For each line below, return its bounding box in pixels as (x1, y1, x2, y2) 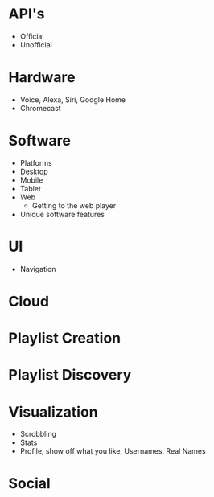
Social (8, 474, 51, 493)
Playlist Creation (8, 329, 121, 347)
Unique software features (19, 209, 105, 219)
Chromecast (19, 103, 62, 113)
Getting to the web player (31, 200, 117, 210)
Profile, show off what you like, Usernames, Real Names (19, 446, 207, 456)
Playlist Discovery (8, 366, 132, 384)
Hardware (8, 68, 76, 87)
